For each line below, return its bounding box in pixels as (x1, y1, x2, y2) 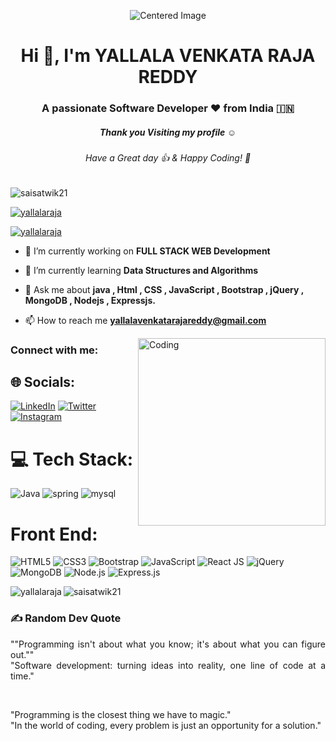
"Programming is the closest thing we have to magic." (10, 708, 232, 720)
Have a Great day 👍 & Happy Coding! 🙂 (84, 152, 252, 164)
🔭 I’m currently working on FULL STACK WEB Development (24, 245, 271, 257)
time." (10, 670, 35, 682)
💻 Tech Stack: (10, 448, 134, 470)
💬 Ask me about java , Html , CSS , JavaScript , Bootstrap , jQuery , (24, 283, 304, 295)
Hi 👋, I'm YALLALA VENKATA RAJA (20, 45, 316, 67)
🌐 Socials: (10, 374, 76, 390)
